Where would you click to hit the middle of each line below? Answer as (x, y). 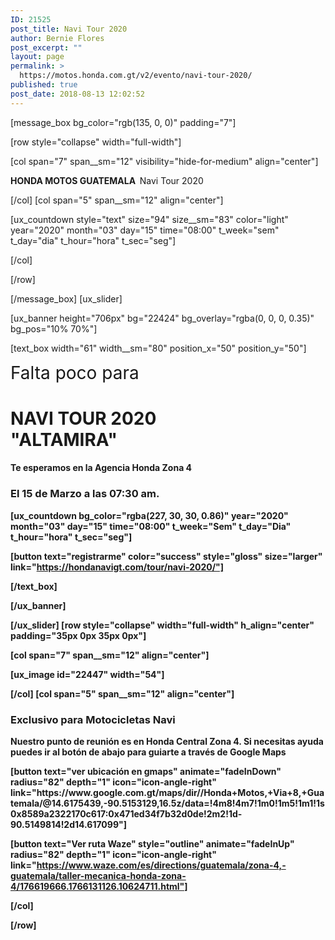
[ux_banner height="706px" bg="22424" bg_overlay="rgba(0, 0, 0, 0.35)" (162, 318)
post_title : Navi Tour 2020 (69, 29)
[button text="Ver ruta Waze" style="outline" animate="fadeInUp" (152, 844)
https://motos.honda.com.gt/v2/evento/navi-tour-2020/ (136, 76)
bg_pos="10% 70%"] (54, 328)
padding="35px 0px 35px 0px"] (78, 635)
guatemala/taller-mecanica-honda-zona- (98, 875)
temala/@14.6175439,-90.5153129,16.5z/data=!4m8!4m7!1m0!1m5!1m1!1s (167, 803)
